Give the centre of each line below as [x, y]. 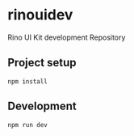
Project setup [42, 63]
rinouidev [40, 15]
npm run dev [27, 125]
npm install [27, 81]
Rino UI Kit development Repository [67, 37]
